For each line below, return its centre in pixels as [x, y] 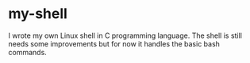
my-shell [38, 14]
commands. [28, 52]
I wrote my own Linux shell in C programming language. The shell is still [125, 35]
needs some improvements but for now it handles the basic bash [114, 43]
